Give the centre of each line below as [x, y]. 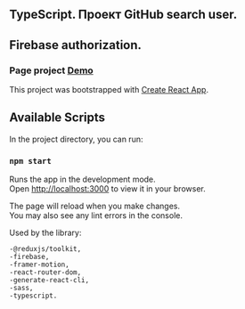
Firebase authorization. [76, 45]
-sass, [21, 289]
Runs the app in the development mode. [82, 179]
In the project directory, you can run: [76, 139]
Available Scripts [57, 118]
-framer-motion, [39, 265]
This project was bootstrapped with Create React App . [109, 90]
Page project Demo [51, 70]
